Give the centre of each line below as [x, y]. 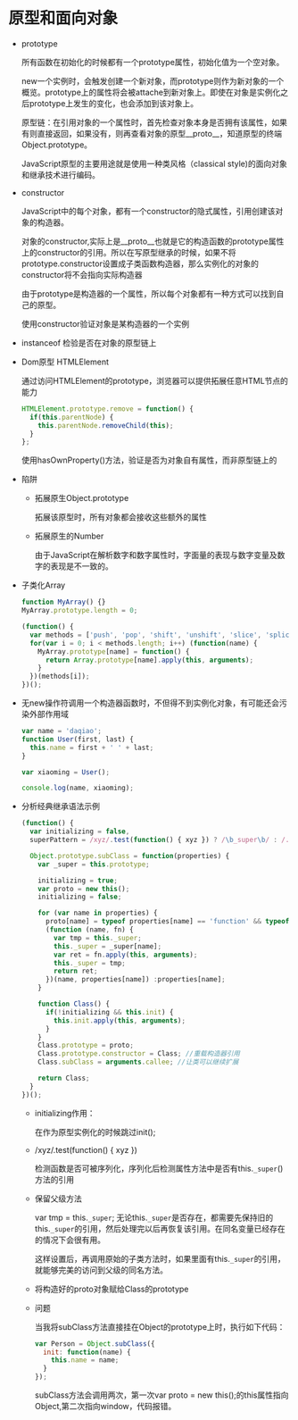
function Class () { [74, 1004]
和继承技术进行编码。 [60, 174]
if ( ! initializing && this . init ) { [109, 1012]
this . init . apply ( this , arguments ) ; [120, 1020]
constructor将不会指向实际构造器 [82, 274]
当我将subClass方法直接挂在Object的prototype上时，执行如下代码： [160, 1326]
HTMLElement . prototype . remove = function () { [107, 409]
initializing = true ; [78, 881]
